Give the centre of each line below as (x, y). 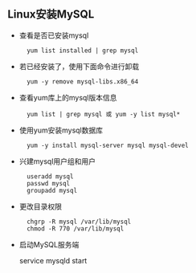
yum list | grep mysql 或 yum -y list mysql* (104, 114)
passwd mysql (49, 183)
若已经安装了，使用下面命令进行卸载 (79, 66)
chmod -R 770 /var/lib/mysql (76, 228)
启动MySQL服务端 (49, 244)
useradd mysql (50, 176)
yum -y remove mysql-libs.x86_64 (83, 81)
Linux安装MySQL (51, 14)
